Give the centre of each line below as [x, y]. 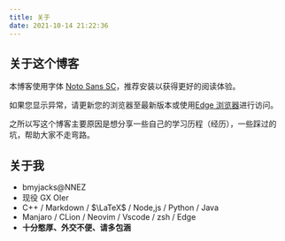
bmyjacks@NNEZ [54, 187]
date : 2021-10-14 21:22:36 [59, 26]
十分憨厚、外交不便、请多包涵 [76, 228]
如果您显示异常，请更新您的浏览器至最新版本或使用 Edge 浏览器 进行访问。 [144, 105]
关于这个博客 [44, 63]
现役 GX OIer [45, 198]
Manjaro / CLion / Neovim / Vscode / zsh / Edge [109, 217]
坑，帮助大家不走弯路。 [52, 135]
